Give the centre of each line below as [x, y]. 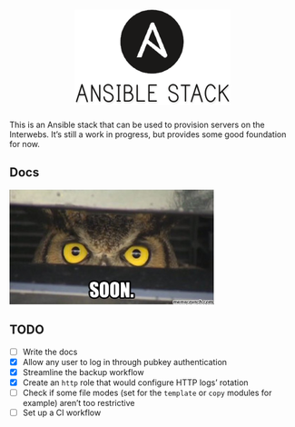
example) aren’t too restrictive [79, 402]
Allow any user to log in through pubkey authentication [125, 362]
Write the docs [50, 352]
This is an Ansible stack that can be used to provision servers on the [137, 124]
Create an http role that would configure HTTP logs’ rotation [135, 382]
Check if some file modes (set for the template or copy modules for [147, 392]
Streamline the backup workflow [83, 372]
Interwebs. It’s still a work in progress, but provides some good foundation [148, 134]
